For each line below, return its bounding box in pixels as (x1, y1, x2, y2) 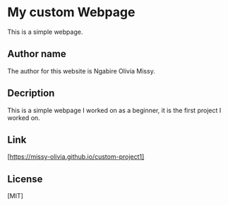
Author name (7, 48, 66, 60)
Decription (7, 87, 55, 99)
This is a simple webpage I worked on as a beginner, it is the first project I (7, 106, 222, 114)
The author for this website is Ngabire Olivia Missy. (7, 66, 155, 75)
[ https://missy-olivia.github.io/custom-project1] (7, 152, 145, 161)
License (7, 173, 43, 185)
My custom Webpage (7, 4, 136, 20)
